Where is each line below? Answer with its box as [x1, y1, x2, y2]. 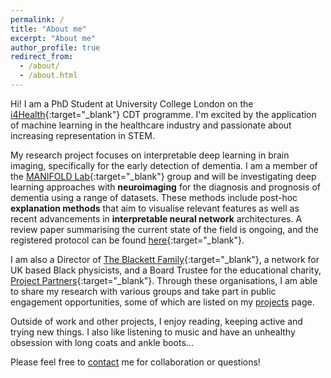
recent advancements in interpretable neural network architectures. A [10, 212, 303, 225]
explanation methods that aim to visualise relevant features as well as [10, 202, 300, 214]
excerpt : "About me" [10, 33, 97, 43]
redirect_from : [10, 52, 74, 62]
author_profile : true [10, 42, 101, 53]
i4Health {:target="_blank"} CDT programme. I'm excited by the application [10, 108, 317, 120]
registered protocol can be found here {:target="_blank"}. [10, 234, 245, 246]
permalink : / [10, 14, 65, 25]
